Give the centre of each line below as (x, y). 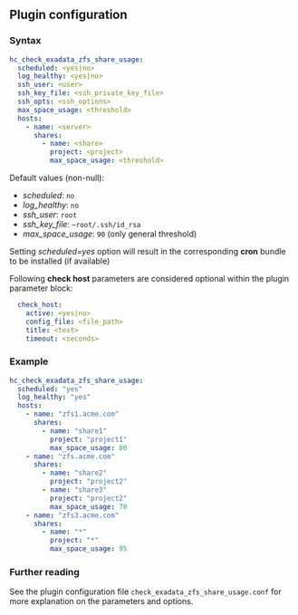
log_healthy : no (51, 205)
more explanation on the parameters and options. (101, 601)
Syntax (25, 41)
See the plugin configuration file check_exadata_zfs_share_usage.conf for (146, 591)
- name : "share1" (74, 431)
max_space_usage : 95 (88, 549)
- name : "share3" (74, 490)
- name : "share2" (74, 473)
